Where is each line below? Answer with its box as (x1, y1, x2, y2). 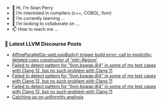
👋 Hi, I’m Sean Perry (11, 5, 53, 10)
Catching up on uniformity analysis (11, 94, 84, 100)
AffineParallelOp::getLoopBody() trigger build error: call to (11, 52, 132, 58)
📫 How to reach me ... (11, 26, 58, 32)
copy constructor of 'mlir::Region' (28, 57, 98, 63)
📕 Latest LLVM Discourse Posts (4, 40, 82, 47)
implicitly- (132, 52, 153, 58)
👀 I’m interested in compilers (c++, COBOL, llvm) (11, 10, 112, 16)
